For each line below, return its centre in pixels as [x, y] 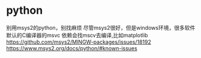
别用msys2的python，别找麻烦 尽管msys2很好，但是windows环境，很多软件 [101, 28]
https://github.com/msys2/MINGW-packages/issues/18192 [79, 42]
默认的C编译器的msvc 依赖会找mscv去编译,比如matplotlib [77, 35]
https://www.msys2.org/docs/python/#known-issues [72, 48]
